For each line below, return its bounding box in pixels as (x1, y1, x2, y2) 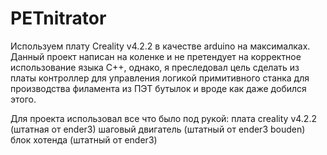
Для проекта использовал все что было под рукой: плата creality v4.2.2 (10, 112, 317, 124)
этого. (10, 93, 37, 105)
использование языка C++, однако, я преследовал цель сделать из (10, 61, 300, 73)
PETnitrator (10, 7, 107, 30)
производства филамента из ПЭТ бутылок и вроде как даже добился (10, 82, 307, 94)
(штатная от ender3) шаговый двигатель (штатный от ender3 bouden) (10, 123, 306, 135)
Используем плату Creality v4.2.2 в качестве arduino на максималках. (10, 40, 311, 52)
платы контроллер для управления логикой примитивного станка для (10, 72, 310, 84)
